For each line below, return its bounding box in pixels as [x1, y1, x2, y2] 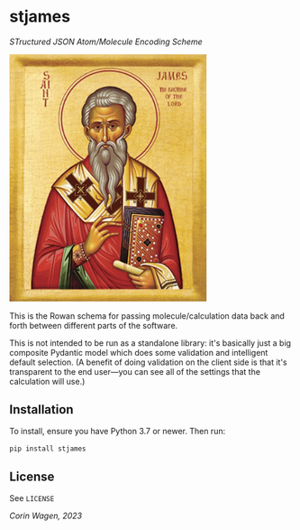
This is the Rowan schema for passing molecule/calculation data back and [9, 310, 286, 321]
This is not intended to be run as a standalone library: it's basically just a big [9, 337, 291, 349]
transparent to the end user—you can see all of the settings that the [9, 366, 261, 377]
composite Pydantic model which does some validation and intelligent [9, 347, 268, 358]
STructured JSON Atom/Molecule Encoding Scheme [9, 36, 203, 47]
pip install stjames [9, 444, 87, 453]
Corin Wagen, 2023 [9, 510, 83, 521]
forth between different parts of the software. [9, 320, 178, 330]
